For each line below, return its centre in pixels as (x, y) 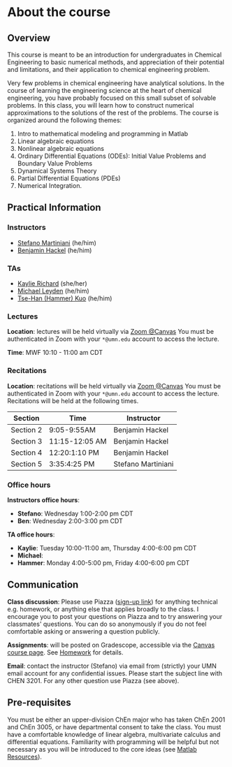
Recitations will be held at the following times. (73, 401)
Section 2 (27, 430)
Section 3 (27, 441)
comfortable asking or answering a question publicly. (84, 631)
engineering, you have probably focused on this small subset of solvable (112, 98)
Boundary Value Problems (55, 163)
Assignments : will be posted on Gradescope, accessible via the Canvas (111, 645)
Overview (29, 38)
